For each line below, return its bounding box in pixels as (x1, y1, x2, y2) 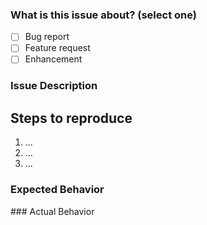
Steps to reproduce (10, 109, 133, 127)
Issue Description (10, 79, 98, 93)
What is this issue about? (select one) (10, 8, 197, 22)
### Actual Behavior (10, 205, 95, 217)
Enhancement (24, 53, 83, 65)
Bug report (24, 31, 70, 43)
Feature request (24, 42, 91, 54)
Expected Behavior (10, 183, 105, 197)
